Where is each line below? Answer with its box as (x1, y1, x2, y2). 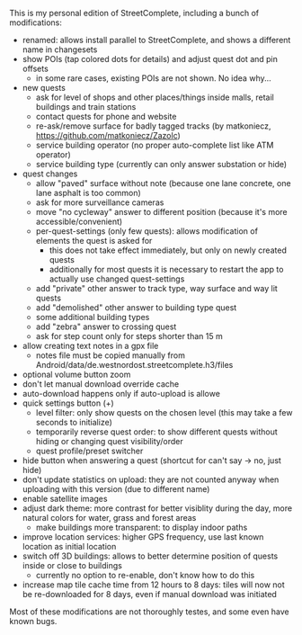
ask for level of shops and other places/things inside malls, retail (35, 92, 274, 103)
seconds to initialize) (35, 417, 112, 427)
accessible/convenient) (35, 216, 123, 227)
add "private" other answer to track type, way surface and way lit (35, 283, 279, 293)
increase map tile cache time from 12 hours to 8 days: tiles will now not (22, 579, 285, 590)
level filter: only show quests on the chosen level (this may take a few (35, 407, 293, 417)
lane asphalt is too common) (35, 188, 141, 198)
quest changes (22, 168, 78, 179)
